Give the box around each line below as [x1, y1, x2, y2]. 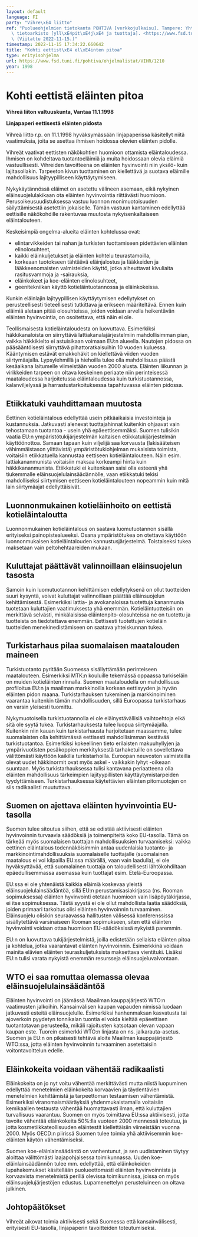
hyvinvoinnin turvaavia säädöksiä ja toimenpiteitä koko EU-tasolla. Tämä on [6, 832, 189, 839]
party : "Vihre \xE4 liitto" [6, 19, 72, 25]
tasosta [6, 570, 35, 580]
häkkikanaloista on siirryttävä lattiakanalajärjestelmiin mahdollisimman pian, [6, 332, 190, 339]
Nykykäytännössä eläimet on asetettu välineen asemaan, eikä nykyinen [6, 185, 179, 192]
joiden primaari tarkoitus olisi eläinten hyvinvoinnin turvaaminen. [6, 906, 162, 913]
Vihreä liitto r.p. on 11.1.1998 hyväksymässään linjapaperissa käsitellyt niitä [6, 131, 185, 139]
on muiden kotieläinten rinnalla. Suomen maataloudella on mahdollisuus [6, 678, 180, 685]
